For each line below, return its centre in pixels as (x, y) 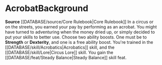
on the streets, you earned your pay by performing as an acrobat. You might (81, 26)
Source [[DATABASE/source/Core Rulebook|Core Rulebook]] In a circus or (79, 22)
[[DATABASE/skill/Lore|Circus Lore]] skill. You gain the (59, 52)
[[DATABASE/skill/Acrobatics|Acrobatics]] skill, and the (60, 47)
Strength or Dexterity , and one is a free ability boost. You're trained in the (79, 42)
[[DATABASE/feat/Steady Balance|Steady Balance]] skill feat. (66, 57)
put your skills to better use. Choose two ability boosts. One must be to (76, 37)
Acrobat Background (47, 8)
